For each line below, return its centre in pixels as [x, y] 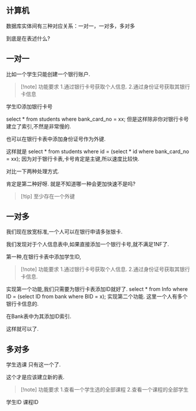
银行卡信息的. [23, 304]
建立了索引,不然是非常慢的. [39, 126]
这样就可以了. [23, 329]
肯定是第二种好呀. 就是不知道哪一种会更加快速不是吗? [71, 184]
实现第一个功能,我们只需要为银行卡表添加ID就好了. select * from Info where [97, 289]
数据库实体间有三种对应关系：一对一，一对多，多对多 [71, 26]
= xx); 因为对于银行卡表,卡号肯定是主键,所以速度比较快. [73, 158]
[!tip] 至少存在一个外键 [48, 196]
